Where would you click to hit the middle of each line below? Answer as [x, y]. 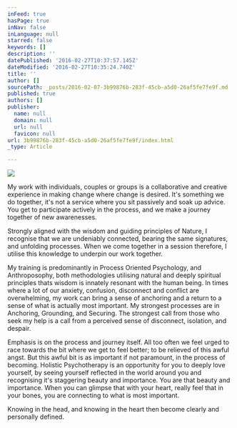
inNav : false [27, 27]
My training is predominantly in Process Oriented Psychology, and [105, 268]
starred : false [30, 41]
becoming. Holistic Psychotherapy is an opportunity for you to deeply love [117, 365]
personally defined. [36, 417]
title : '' [22, 74]
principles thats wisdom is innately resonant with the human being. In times [118, 283]
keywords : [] [27, 47]
